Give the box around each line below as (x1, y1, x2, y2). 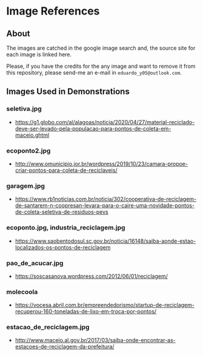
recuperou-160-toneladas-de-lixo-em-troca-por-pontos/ (15, 308, 157, 315)
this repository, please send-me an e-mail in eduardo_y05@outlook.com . (6, 69, 182, 76)
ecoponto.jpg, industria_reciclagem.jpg (6, 223, 125, 232)
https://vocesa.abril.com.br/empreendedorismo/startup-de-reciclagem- (15, 302, 195, 309)
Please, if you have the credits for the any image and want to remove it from (6, 62, 196, 70)
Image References (6, 4, 100, 18)
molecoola (6, 288, 38, 296)
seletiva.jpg (6, 105, 42, 113)
